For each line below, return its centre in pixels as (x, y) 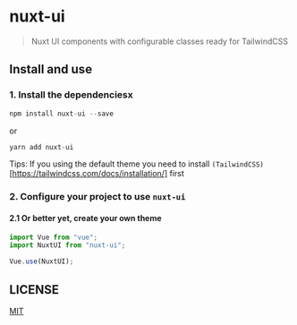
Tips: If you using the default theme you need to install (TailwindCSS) (137, 164)
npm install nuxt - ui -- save (62, 114)
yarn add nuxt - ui (42, 147)
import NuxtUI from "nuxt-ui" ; (68, 245)
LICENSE (34, 290)
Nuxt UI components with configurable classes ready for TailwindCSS (160, 41)
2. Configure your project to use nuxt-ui (98, 197)
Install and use (51, 69)
